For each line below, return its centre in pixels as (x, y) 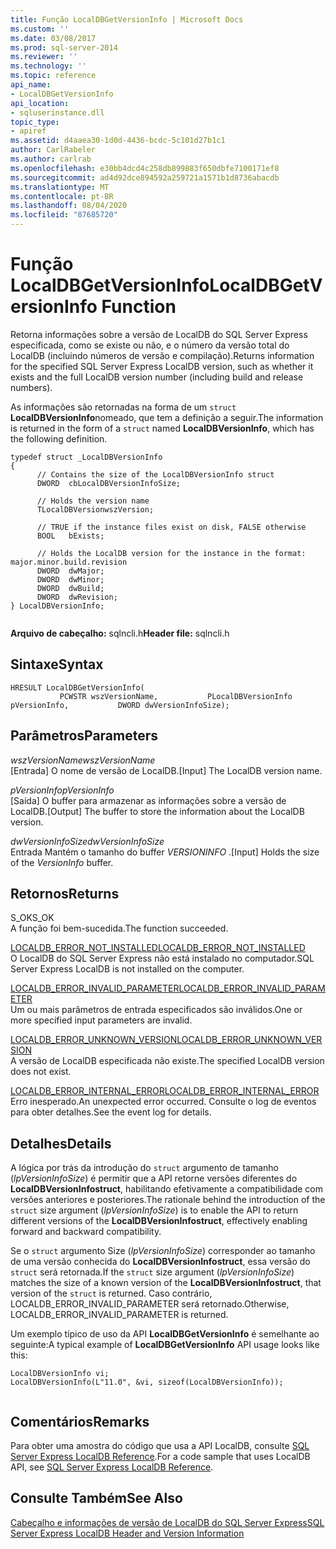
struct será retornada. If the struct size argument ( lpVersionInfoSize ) (152, 1272)
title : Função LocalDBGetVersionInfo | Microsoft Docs (127, 19)
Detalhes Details (61, 1143)
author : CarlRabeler (53, 150)
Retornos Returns (65, 893)
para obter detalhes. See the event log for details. (111, 1112)
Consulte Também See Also (96, 1498)
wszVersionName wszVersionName (83, 760)
